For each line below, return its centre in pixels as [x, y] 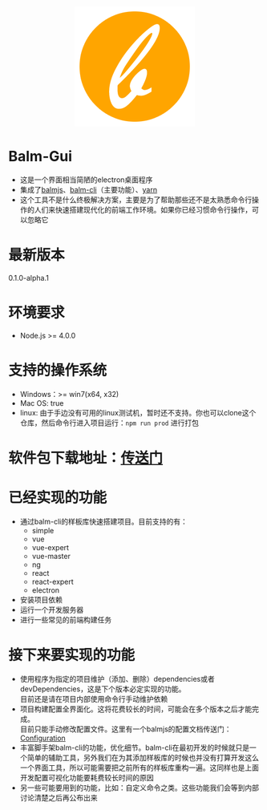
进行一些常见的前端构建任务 [66, 619]
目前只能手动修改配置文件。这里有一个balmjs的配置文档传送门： [125, 729]
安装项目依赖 [41, 599]
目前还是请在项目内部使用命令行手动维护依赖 [94, 699]
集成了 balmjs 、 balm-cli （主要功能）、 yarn [89, 189]
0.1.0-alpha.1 [29, 277]
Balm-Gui [40, 157]
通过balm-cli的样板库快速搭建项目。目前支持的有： [104, 521]
